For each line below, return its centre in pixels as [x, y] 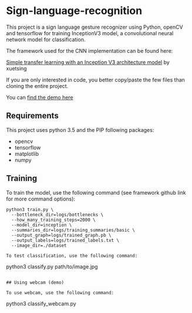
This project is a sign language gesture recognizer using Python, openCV [95, 27]
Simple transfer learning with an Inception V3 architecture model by [88, 62]
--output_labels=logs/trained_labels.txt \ [65, 240]
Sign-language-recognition [74, 11]
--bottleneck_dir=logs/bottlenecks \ [58, 215]
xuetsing [17, 68]
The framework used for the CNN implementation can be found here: [90, 50]
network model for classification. [46, 39]
